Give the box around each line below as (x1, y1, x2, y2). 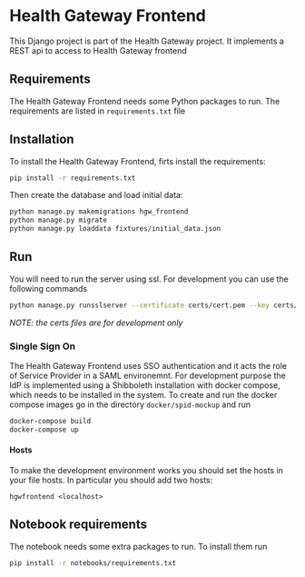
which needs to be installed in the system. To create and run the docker (9, 390, 278, 401)
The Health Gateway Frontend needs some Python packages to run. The (9, 95, 280, 106)
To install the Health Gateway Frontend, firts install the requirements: (9, 155, 266, 166)
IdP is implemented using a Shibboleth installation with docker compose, (9, 380, 281, 391)
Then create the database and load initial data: (9, 190, 183, 201)
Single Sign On (9, 340, 76, 353)
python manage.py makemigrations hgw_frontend (9, 207, 189, 216)
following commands (9, 283, 88, 293)
